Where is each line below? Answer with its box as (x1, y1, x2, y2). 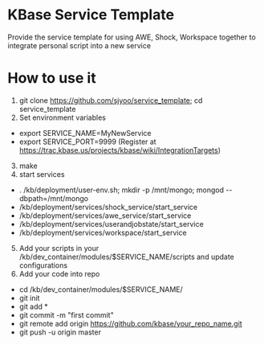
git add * (18, 302, 49, 311)
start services (18, 169, 65, 179)
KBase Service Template (7, 6, 174, 24)
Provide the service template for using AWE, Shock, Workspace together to (7, 32, 256, 42)
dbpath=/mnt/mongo (18, 193, 89, 203)
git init (18, 293, 40, 302)
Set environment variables (18, 113, 106, 122)
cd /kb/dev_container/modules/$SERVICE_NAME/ (18, 284, 183, 294)
